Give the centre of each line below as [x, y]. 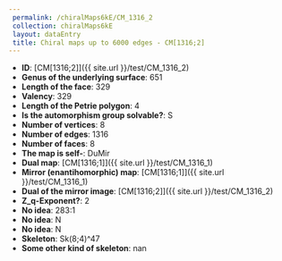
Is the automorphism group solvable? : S [97, 115]
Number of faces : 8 [58, 144]
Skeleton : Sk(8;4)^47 [60, 239]
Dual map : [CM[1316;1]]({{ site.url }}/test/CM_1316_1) [117, 163]
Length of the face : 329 [66, 87]
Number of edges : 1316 [65, 134]
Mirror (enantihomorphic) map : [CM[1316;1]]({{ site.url [123, 173]
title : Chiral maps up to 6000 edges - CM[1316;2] [108, 42]
